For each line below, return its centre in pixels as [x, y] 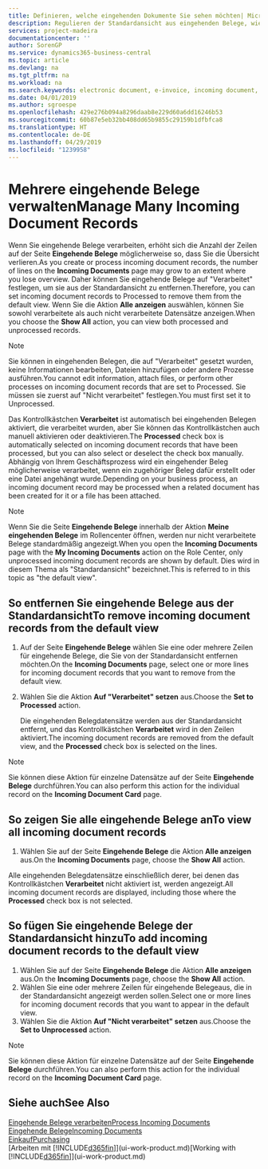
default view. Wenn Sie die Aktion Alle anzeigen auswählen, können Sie [126, 305]
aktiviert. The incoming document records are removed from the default [136, 738]
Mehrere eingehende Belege [104, 189]
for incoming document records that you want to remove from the [128, 673]
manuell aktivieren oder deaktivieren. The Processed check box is [116, 436]
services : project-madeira [53, 30]
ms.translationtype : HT [48, 127]
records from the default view [84, 628]
